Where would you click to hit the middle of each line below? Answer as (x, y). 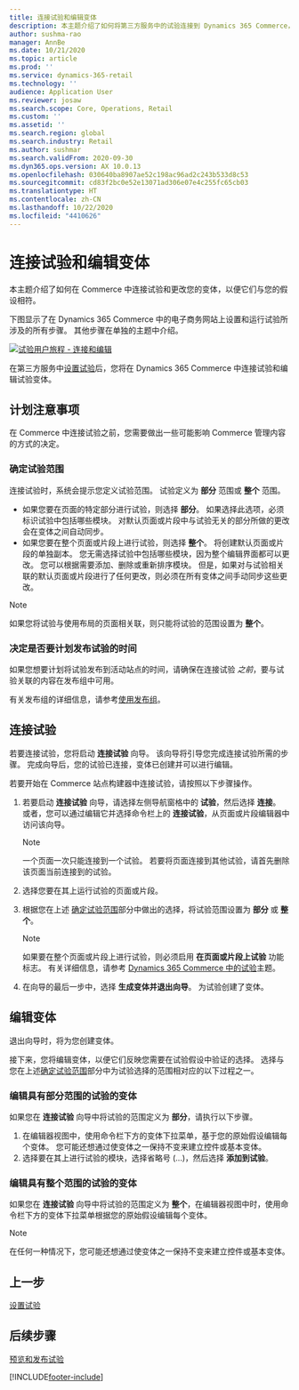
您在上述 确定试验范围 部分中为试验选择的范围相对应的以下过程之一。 (134, 1070)
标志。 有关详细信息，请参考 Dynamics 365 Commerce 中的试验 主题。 (151, 968)
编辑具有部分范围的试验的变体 (73, 1096)
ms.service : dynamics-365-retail (71, 76)
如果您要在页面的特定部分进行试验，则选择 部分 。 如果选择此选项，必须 (153, 509)
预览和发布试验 (36, 1359)
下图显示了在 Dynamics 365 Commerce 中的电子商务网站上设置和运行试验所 (149, 319)
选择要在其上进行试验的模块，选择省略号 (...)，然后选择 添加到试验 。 (147, 1158)
